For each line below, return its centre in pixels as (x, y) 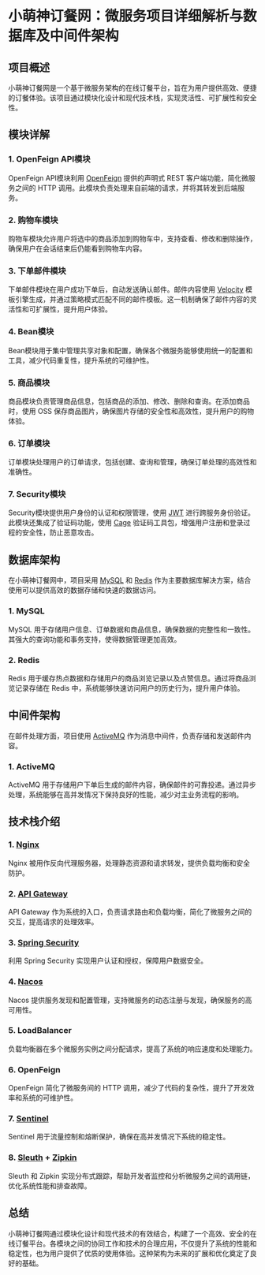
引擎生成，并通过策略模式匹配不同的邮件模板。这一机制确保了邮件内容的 (132, 300)
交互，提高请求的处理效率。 (53, 921)
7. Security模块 (37, 494)
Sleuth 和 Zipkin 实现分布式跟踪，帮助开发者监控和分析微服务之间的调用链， (131, 1176)
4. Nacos (26, 982)
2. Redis (24, 660)
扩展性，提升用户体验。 (73, 309)
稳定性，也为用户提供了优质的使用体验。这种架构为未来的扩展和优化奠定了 (129, 1253)
